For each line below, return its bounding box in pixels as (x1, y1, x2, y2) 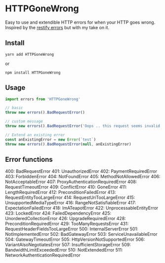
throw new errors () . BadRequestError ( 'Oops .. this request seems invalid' (5, 124, 163, 129)
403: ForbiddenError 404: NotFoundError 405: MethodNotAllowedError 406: (5, 174, 161, 180)
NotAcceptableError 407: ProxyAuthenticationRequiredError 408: (5, 179, 137, 185)
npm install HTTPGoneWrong (5, 70, 61, 75)
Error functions (5, 155, 53, 163)
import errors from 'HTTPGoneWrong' (5, 97, 81, 102)
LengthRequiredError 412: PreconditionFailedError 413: (5, 189, 116, 195)
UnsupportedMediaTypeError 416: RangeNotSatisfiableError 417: (5, 200, 136, 206)
